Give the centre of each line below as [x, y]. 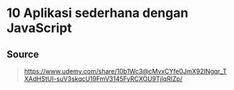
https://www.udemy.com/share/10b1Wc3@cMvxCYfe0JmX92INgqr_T [126, 71]
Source [23, 54]
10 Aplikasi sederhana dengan [97, 13]
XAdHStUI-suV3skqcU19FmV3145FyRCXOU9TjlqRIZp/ [103, 79]
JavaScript [39, 28]
